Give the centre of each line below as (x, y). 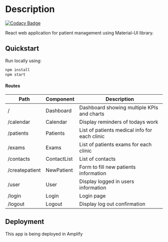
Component (60, 99)
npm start (15, 74)
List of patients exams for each (115, 144)
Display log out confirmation (112, 204)
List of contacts (97, 159)
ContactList (59, 159)
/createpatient (24, 170)
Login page (92, 195)
